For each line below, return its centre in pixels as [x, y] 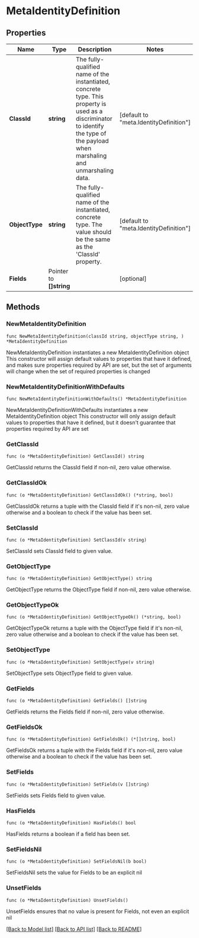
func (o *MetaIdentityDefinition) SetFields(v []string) [78, 784]
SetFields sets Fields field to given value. [56, 795]
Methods [23, 307]
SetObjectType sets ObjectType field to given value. [70, 673]
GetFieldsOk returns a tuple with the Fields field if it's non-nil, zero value [94, 750]
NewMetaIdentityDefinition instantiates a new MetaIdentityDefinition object [98, 352]
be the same [93, 239]
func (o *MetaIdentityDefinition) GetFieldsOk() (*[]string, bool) [91, 739]
